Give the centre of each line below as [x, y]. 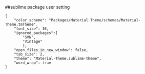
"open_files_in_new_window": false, [51, 50]
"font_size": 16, [31, 29]
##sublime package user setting [37, 7]
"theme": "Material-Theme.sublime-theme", [58, 58]
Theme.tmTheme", [21, 24]
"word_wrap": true [32, 63]
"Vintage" [32, 41]
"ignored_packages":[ [36, 33]
